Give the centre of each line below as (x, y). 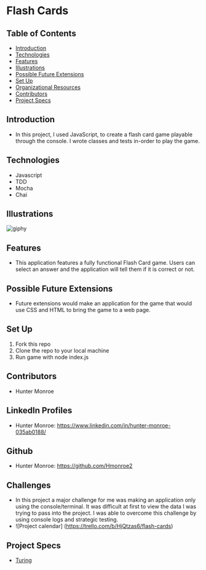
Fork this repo (33, 344)
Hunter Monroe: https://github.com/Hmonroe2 (74, 466)
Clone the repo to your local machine (62, 350)
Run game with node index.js (52, 357)
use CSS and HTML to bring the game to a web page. (83, 310)
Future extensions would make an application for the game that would (104, 303)
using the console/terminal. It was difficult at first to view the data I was (106, 507)
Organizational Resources (48, 87)
